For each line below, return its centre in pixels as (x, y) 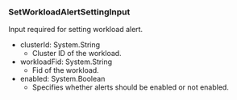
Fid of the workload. (65, 70)
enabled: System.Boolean (62, 79)
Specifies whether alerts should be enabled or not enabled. (131, 87)
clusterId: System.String (60, 45)
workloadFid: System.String (66, 62)
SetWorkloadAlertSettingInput (69, 12)
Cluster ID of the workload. (77, 54)
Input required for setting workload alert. (76, 30)
